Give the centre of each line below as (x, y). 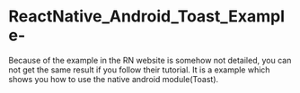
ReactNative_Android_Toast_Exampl (146, 17)
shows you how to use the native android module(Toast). (114, 79)
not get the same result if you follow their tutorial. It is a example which (139, 70)
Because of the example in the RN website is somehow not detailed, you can (150, 60)
